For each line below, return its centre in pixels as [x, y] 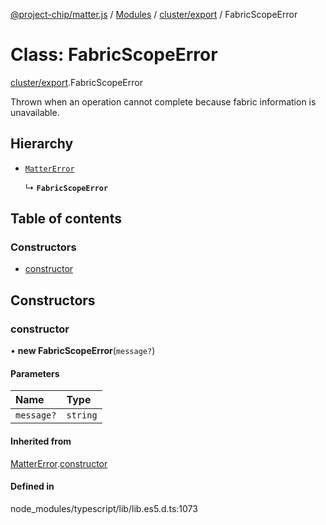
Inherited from [41, 441]
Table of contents [66, 219]
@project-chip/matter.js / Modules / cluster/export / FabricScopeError [154, 14]
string [82, 415]
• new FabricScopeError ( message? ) [83, 351]
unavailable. [35, 112]
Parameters [35, 373]
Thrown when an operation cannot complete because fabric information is [163, 101]
